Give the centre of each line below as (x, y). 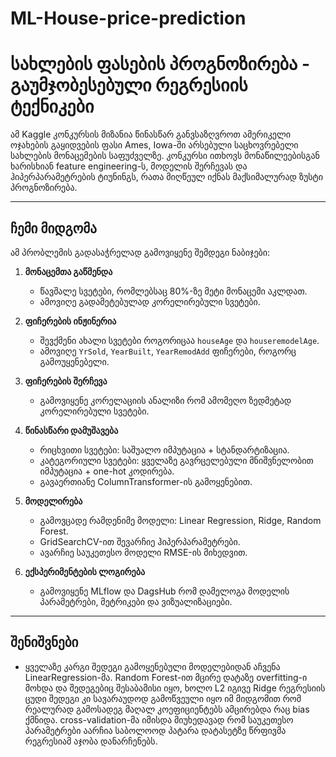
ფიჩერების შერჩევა (66, 381)
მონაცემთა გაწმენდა (68, 271)
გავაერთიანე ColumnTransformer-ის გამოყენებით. (146, 481)
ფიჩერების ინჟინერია (70, 321)
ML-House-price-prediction (128, 18)
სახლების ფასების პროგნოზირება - (160, 64)
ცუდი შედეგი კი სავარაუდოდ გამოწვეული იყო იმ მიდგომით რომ (163, 698)
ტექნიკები (52, 106)
